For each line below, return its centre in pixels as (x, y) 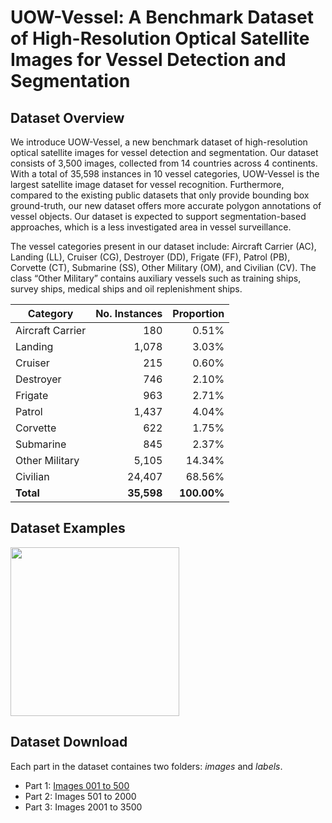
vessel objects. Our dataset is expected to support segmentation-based (158, 216)
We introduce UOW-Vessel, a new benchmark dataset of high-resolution (159, 142)
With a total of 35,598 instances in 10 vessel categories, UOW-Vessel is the (165, 174)
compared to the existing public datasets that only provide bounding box (160, 195)
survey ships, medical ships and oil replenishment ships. (126, 289)
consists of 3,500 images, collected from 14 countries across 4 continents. (164, 163)
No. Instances (129, 313)
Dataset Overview (67, 117)
